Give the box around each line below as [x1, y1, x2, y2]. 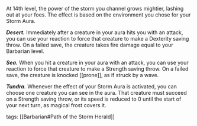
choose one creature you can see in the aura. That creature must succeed [6, 89, 188, 96]
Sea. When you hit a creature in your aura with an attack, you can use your [6, 59, 189, 66]
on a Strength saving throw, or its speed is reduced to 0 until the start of [6, 95, 182, 102]
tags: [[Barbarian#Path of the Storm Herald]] [6, 113, 115, 120]
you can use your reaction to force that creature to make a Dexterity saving [6, 35, 189, 42]
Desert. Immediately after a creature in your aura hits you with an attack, [6, 29, 183, 36]
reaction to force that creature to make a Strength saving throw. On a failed [6, 65, 189, 72]
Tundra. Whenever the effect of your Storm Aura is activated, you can [6, 83, 177, 90]
